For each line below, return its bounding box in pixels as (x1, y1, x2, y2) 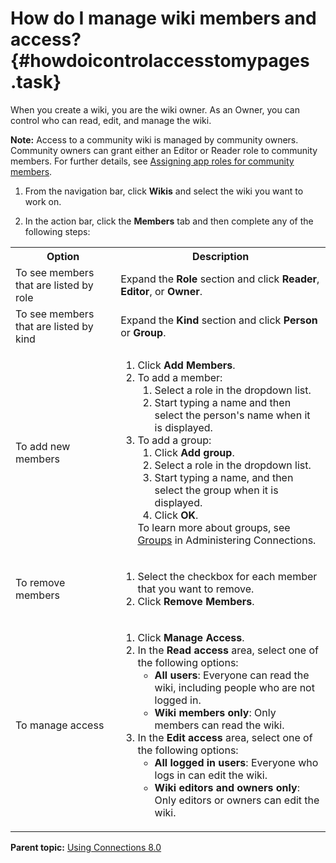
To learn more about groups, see (137, 520, 291, 534)
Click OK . (154, 508, 199, 522)
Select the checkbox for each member (137, 569, 318, 583)
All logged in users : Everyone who (154, 755, 319, 769)
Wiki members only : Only (154, 705, 277, 719)
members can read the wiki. (154, 718, 285, 732)
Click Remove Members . (137, 594, 255, 608)
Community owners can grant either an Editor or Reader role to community (10, 144, 318, 156)
